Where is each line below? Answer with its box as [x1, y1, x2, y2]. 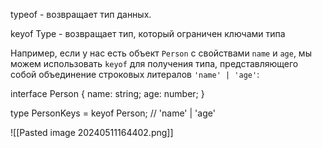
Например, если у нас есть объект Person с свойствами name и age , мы [10, 47, 312, 59]
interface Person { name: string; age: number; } [10, 88, 205, 99]
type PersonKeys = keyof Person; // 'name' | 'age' [10, 107, 216, 119]
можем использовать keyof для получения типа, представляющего [10, 58, 299, 69]
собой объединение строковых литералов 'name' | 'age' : [10, 69, 260, 80]
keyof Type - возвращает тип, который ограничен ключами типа [10, 28, 286, 39]
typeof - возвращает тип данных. [10, 9, 152, 20]
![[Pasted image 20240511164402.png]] [10, 127, 174, 138]
